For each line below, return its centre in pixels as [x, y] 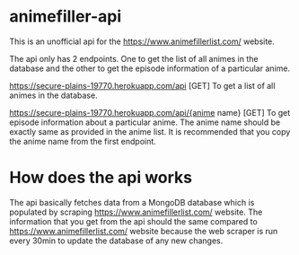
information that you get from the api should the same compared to [133, 221]
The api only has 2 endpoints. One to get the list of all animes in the [134, 58]
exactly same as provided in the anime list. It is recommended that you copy [150, 131]
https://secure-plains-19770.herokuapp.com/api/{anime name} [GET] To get [150, 112]
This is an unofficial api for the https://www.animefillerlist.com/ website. [142, 41]
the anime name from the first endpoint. [83, 141]
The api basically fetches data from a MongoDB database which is [132, 202]
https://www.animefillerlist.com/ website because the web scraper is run [144, 231]
